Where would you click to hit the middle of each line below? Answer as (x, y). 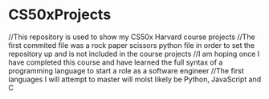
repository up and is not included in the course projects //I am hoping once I (134, 53)
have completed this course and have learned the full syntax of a (116, 62)
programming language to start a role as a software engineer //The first (126, 70)
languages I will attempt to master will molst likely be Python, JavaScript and (135, 79)
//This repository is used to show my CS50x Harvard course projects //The (132, 37)
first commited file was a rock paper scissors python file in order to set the (132, 45)
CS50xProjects (60, 15)
